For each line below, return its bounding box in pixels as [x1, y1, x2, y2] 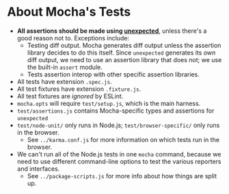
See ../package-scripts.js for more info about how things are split [27, 171, 217, 180]
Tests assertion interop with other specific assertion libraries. [27, 70, 200, 79]
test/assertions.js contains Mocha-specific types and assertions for [16, 107, 215, 115]
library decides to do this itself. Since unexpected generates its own [27, 48, 216, 57]
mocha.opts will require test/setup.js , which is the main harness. [16, 99, 201, 107]
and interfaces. [16, 165, 60, 173]
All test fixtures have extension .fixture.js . [16, 85, 142, 93]
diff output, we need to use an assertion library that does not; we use [27, 55, 222, 64]
